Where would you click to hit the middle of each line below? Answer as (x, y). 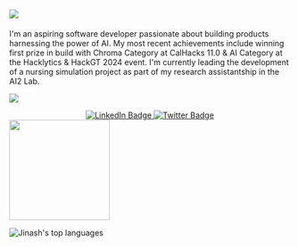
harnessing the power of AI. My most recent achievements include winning (147, 43)
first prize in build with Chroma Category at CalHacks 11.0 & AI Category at (146, 53)
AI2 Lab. (25, 81)
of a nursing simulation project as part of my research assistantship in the (144, 71)
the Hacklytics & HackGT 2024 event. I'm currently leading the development (149, 62)
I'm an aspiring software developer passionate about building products (139, 33)
